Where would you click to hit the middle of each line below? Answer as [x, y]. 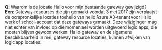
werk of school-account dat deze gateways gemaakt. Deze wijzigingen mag [81, 22]
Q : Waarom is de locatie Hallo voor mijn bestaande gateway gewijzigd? [76, 7]
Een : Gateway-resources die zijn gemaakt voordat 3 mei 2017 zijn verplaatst [81, 12]
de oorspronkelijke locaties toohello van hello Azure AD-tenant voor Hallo [78, 17]
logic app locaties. [23, 42]
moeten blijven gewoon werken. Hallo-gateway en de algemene [69, 32]
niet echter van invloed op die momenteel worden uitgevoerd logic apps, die [81, 27]
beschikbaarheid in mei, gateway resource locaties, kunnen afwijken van [78, 37]
